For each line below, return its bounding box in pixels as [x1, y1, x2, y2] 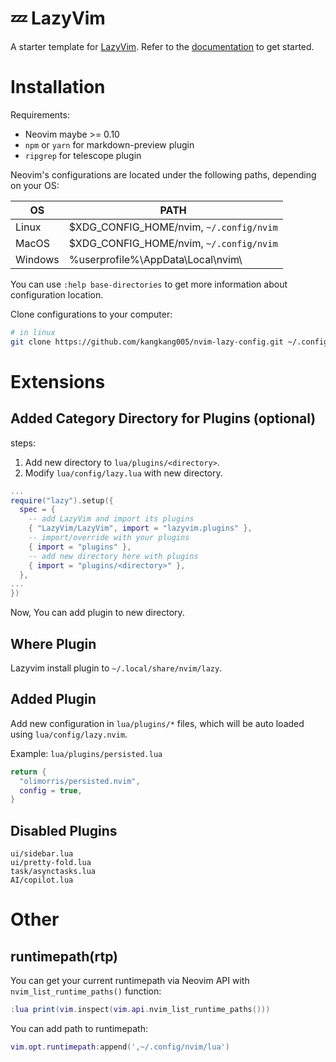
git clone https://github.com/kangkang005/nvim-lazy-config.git [10, 337, 284, 347]
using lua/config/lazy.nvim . [10, 728, 128, 740]
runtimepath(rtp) [10, 948, 119, 965]
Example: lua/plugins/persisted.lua [10, 747, 163, 759]
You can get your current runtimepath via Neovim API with [10, 975, 250, 987]
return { [10, 767, 47, 777]
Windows [15, 252, 60, 266]
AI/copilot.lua [10, 875, 74, 886]
